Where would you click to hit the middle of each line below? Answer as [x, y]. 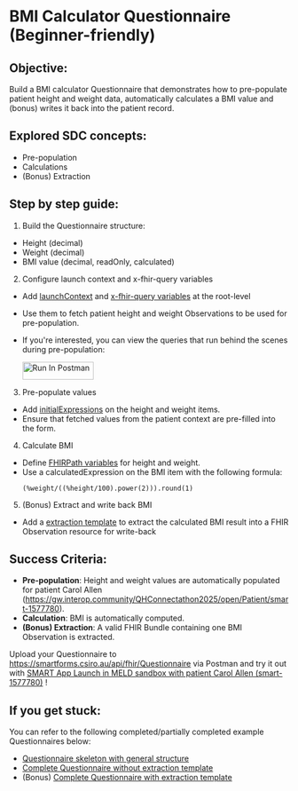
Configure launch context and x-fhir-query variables [118, 279]
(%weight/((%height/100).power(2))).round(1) [107, 488]
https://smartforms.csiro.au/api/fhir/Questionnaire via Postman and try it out [148, 664]
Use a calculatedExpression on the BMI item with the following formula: [152, 471]
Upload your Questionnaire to [63, 654]
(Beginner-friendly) [82, 35]
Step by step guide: [64, 205]
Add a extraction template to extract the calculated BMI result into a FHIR [155, 522]
